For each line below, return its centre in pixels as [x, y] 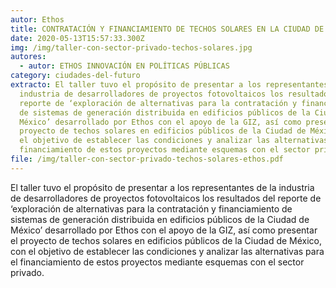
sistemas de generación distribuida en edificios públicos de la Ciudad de [160, 219]
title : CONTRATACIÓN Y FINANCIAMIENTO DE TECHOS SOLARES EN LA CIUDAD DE [167, 29]
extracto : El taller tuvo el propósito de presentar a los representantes [169, 85]
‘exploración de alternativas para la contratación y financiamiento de [151, 208]
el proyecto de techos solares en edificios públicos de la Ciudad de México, [166, 240]
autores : [28, 57]
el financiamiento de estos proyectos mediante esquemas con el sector [157, 262]
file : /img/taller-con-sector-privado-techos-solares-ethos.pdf [147, 159]
